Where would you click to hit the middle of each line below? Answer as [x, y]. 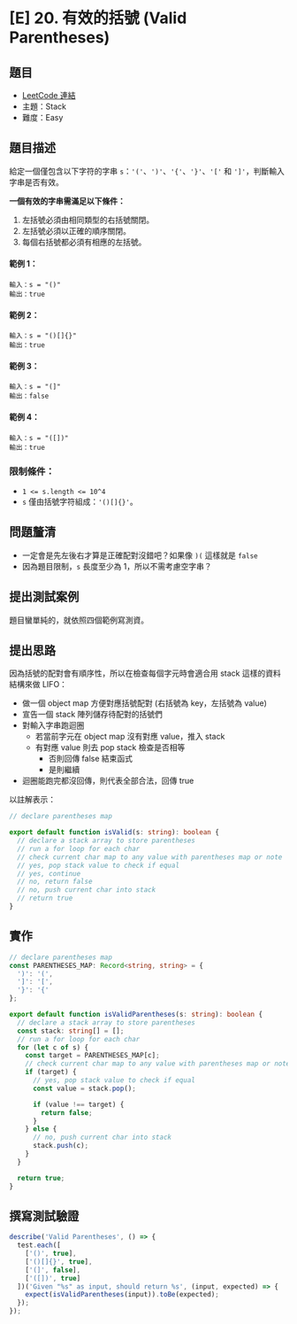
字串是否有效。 [36, 182]
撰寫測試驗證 [44, 1216]
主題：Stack [44, 106]
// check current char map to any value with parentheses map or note [150, 857]
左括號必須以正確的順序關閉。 [76, 230]
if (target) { [51, 1072]
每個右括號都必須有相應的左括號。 [84, 242]
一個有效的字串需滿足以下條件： [67, 201]
